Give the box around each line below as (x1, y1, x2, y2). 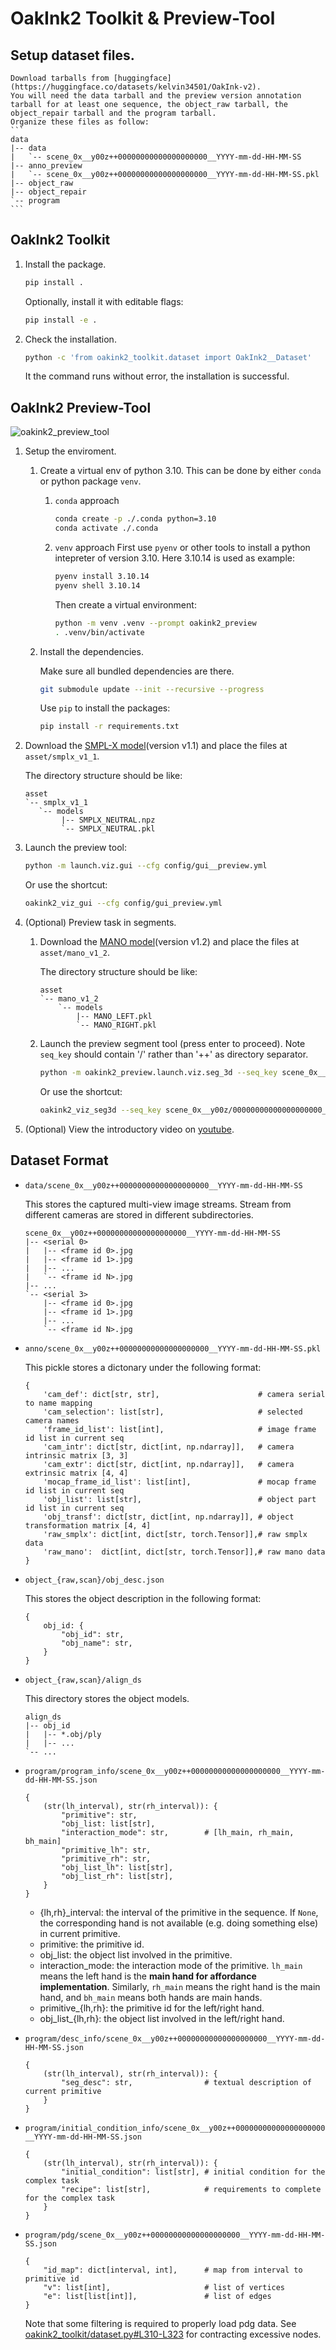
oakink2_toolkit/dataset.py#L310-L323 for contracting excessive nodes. (24, 2328, 322, 2340)
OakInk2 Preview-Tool (10, 399, 152, 416)
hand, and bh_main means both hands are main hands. (39, 1991, 263, 2003)
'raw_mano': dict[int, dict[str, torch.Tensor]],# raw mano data (43, 1547, 326, 1557)
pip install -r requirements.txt (39, 722, 180, 732)
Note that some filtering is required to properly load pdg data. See (24, 2317, 297, 2329)
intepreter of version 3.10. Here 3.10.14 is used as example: (54, 552, 296, 564)
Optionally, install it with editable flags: (24, 295, 184, 307)
